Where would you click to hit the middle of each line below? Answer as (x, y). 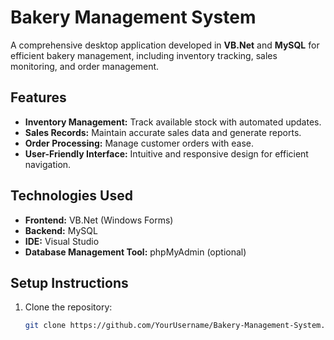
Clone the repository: (68, 307)
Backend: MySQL (61, 230)
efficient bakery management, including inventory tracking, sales (144, 55)
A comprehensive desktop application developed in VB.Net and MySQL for (165, 45)
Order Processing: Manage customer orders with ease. (139, 143)
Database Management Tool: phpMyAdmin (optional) (135, 252)
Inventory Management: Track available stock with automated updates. (173, 122)
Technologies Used (71, 196)
